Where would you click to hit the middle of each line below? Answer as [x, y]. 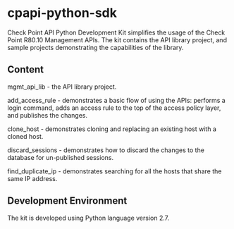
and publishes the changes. [48, 115]
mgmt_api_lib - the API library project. [62, 87]
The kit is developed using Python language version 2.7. [88, 218]
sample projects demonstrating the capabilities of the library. [96, 47]
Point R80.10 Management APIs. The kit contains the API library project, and [117, 39]
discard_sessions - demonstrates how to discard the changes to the [106, 150]
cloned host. [25, 136]
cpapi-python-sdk [62, 13]
